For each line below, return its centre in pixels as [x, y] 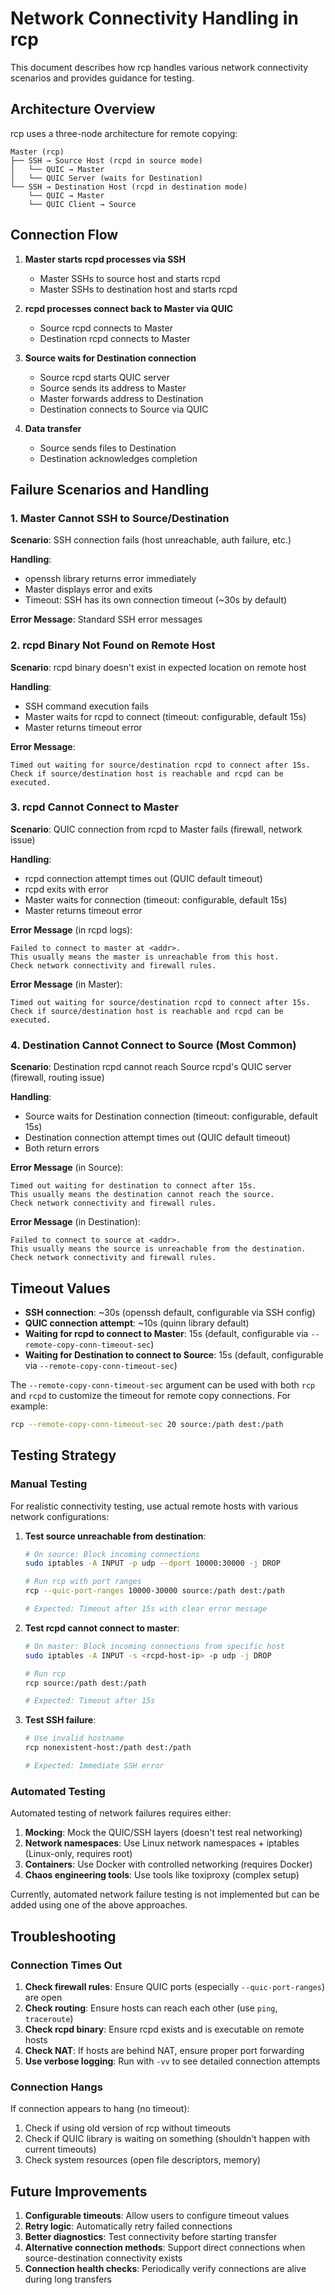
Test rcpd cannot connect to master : [102, 1628]
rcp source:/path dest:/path [85, 1683]
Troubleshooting [63, 1936]
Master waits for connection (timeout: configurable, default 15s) [156, 899]
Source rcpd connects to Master [106, 328]
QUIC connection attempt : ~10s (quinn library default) [137, 1323]
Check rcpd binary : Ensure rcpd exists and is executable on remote [164, 2029]
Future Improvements [79, 2191]
